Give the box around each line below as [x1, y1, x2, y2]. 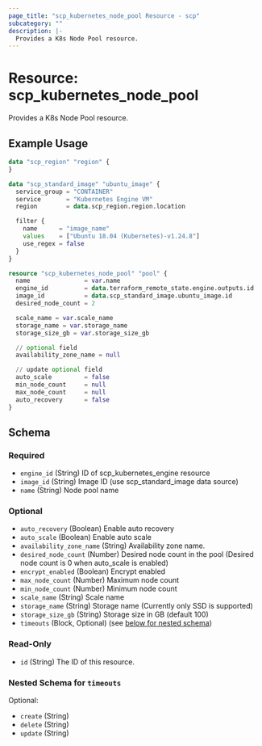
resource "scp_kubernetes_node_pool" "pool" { [8, 269, 168, 277]
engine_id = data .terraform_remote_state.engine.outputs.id [15, 284, 254, 293]
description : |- [8, 27, 63, 35]
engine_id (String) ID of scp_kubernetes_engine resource [19, 468, 210, 478]
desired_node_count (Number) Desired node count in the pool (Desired [19, 550, 254, 559]
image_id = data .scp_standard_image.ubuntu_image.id [15, 292, 232, 300]
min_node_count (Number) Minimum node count [19, 584, 177, 594]
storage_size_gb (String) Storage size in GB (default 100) [19, 609, 210, 619]
